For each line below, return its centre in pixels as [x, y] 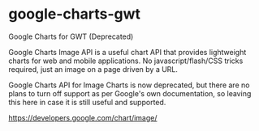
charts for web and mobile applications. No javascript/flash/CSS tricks [126, 61]
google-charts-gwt [74, 14]
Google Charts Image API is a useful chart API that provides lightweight [127, 52]
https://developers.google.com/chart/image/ [83, 117]
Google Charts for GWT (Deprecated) [71, 36]
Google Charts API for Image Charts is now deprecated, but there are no [129, 85]
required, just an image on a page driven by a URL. [93, 69]
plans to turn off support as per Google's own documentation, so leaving [130, 93]
